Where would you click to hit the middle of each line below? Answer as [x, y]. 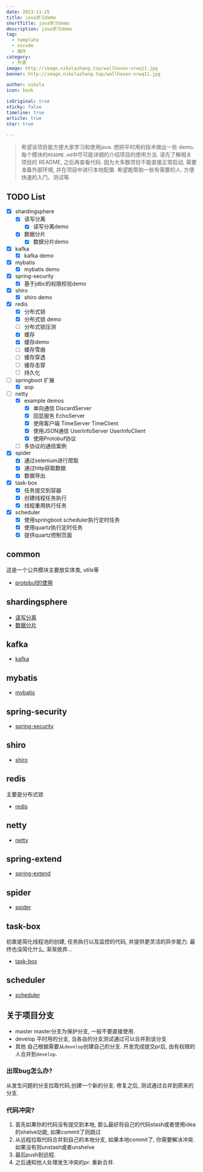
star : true [20, 124]
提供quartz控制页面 [48, 535]
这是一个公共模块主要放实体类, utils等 [53, 569]
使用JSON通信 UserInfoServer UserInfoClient [89, 431]
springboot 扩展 [35, 380]
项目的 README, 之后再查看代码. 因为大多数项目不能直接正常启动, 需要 [109, 162]
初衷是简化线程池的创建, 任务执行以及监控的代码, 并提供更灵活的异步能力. [97, 941]
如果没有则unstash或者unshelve [55, 1147]
